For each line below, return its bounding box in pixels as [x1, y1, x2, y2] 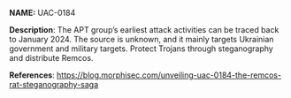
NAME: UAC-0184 [9, 8, 76, 18]
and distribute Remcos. [9, 53, 94, 63]
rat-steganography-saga [9, 79, 99, 89]
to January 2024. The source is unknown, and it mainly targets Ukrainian [9, 34, 274, 44]
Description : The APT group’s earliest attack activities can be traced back [9, 25, 280, 34]
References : [9, 70, 55, 80]
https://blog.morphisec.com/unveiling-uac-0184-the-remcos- [56, 70, 281, 80]
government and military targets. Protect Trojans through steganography [9, 43, 274, 54]
